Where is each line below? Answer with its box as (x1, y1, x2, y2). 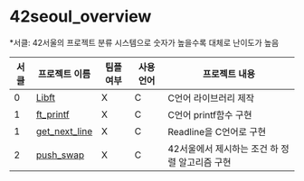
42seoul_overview (9, 6, 152, 27)
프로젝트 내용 (202, 68, 256, 80)
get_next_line (35, 124, 93, 137)
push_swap (35, 149, 85, 161)
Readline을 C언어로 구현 (166, 125, 267, 138)
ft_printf (35, 108, 70, 121)
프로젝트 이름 (37, 68, 91, 80)
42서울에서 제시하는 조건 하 (166, 142, 279, 155)
